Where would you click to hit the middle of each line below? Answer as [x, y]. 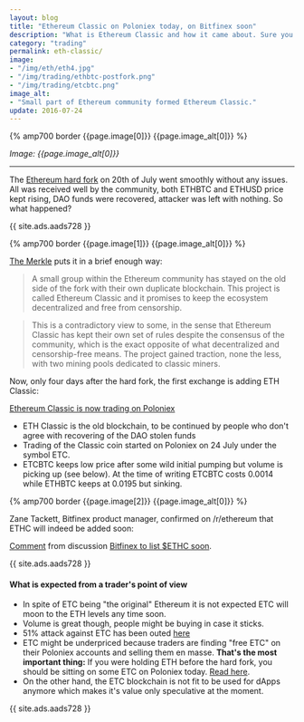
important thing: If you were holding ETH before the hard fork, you [147, 662]
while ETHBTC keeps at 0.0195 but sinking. [102, 484]
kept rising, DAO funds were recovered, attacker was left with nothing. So [146, 199]
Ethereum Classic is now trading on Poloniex [92, 409]
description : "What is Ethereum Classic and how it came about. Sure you [152, 34]
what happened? [41, 208]
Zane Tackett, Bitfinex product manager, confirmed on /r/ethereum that [142, 519]
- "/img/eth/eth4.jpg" [52, 69]
